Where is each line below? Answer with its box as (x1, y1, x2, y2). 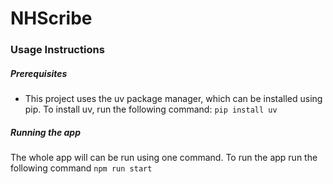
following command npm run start (10, 162, 153, 174)
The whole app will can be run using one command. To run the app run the (10, 152, 318, 164)
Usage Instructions (10, 43, 105, 57)
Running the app (10, 126, 81, 138)
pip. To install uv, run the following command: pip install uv (24, 103, 278, 116)
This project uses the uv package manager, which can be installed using (24, 93, 323, 105)
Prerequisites (10, 67, 68, 79)
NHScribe (10, 7, 93, 30)
